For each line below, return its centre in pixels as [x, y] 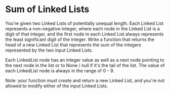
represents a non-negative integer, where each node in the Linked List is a [83, 28]
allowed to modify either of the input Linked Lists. [57, 86]
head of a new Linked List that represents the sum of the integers [73, 44]
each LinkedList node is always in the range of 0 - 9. [60, 70]
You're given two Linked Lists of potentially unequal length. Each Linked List [84, 23]
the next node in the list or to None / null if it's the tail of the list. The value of [85, 65]
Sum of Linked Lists [47, 9]
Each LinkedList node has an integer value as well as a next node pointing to [85, 60]
